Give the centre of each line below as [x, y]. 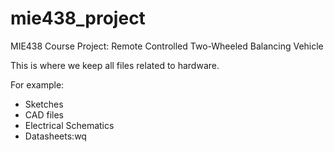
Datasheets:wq [55, 136]
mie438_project [78, 18]
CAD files [44, 114]
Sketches [44, 104]
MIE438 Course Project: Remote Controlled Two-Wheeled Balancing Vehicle [167, 46]
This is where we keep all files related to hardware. [115, 65]
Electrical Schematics [69, 125]
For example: [37, 84]
